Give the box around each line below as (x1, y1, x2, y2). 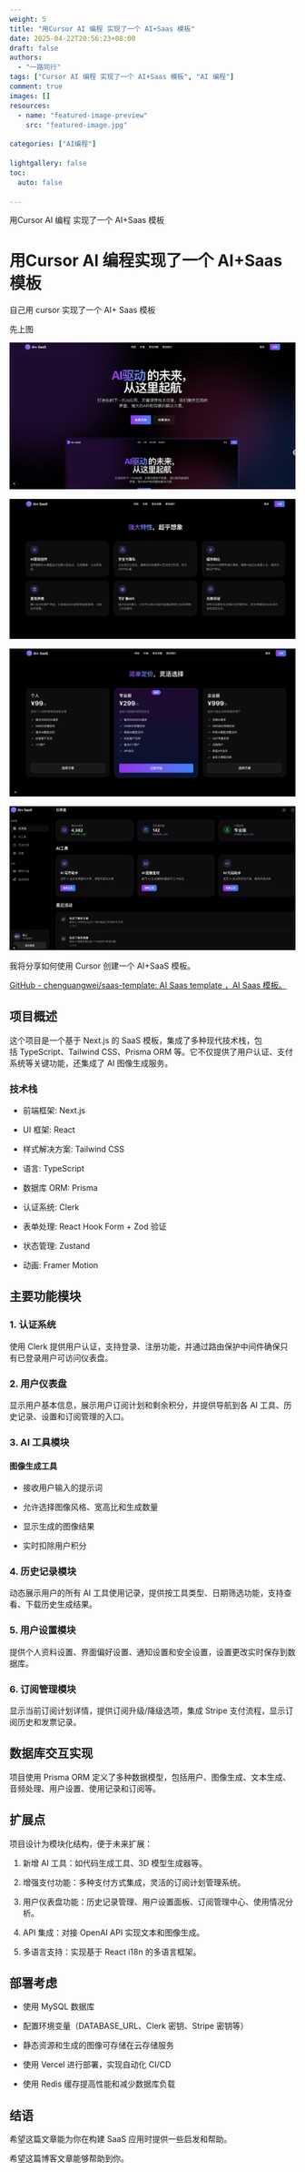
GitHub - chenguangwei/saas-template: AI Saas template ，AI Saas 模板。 (9, 979, 288, 990)
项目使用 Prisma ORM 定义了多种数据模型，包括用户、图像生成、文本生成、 (9, 1771, 291, 1782)
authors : (9, 53, 43, 63)
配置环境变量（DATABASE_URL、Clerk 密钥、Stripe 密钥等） (22, 2021, 249, 2032)
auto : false (17, 178, 64, 187)
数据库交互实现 (9, 1746, 93, 1761)
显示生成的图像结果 (22, 1521, 95, 1532)
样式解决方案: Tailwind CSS (22, 1143, 125, 1155)
